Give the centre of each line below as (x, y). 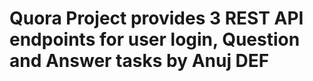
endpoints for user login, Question (155, 39)
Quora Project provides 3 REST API (156, 18)
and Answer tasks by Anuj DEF (139, 61)
